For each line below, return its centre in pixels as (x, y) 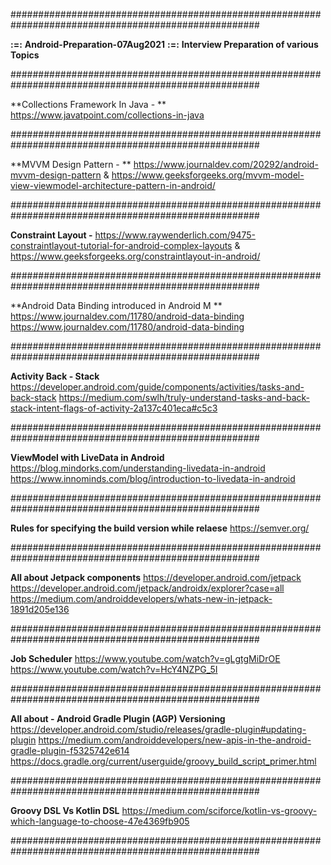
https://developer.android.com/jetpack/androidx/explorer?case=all (147, 588)
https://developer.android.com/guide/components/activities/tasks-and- (157, 387)
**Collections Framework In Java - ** (88, 104)
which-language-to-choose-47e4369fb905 (100, 821)
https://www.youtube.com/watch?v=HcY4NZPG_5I (114, 669)
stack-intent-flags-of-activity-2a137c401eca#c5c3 (114, 408)
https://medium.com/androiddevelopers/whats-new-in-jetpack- (141, 598)
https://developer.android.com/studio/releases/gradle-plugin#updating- (158, 729)
